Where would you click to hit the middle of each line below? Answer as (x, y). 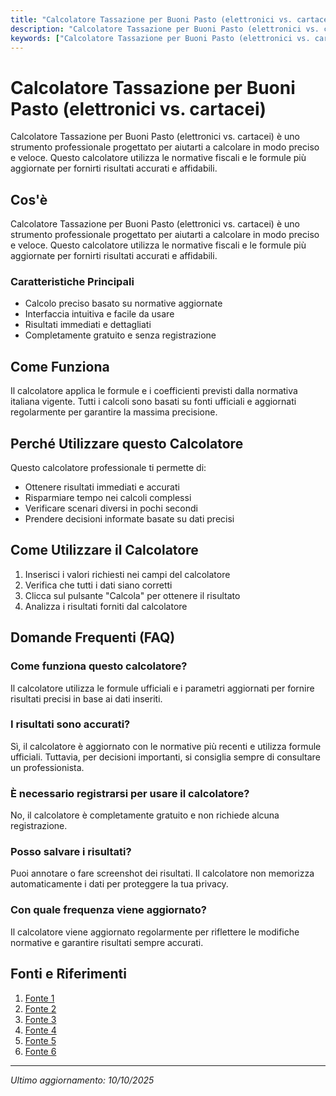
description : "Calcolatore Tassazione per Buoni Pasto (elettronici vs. (165, 29)
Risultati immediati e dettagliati (88, 325)
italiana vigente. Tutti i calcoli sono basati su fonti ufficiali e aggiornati (153, 402)
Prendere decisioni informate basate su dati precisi (129, 519)
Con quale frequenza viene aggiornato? (108, 910)
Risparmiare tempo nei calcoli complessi (108, 498)
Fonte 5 (40, 1040)
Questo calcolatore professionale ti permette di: (108, 468)
